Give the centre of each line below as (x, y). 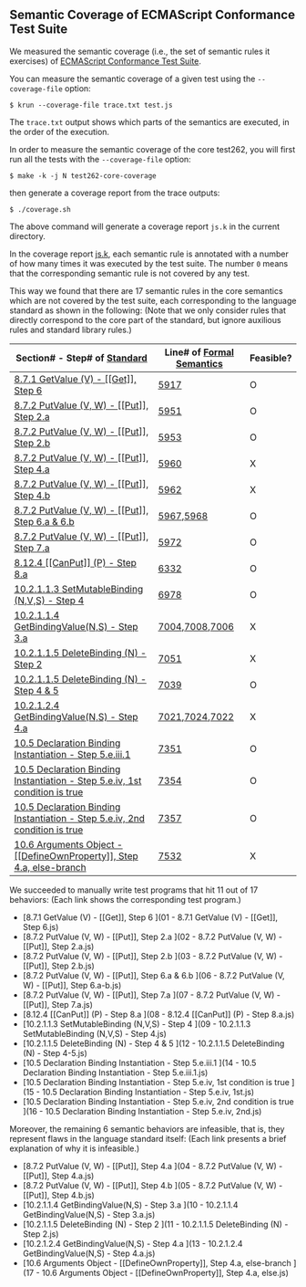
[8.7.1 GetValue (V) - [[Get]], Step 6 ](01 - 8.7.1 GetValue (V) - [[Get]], (150, 917)
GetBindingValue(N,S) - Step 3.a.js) (89, 1214)
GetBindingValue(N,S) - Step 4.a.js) (89, 1253)
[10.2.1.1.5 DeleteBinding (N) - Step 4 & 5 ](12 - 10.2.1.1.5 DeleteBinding (153, 1043)
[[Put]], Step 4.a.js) (58, 1176)
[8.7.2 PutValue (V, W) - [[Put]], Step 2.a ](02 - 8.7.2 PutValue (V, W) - (152, 936)
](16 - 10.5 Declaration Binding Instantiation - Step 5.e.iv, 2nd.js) (142, 1111)
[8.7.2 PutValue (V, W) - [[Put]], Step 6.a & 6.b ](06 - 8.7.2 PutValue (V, (153, 975)
